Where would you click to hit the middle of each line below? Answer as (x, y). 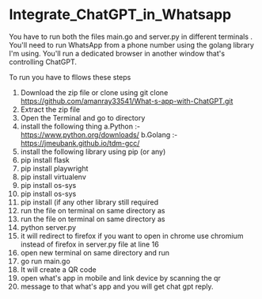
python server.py (48, 227)
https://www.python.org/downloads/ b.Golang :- (99, 134)
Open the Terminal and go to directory (83, 117)
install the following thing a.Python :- (80, 126)
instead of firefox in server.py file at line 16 (89, 244)
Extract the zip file (50, 109)
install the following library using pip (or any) (93, 151)
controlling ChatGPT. (43, 62)
